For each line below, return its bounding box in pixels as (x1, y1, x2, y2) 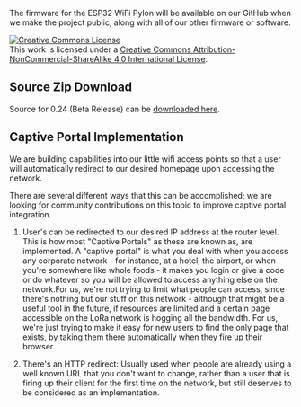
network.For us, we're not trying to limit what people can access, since (22, 283, 285, 295)
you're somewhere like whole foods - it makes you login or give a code (22, 264, 285, 275)
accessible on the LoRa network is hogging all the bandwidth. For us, (22, 312, 279, 323)
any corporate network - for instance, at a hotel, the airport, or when (22, 255, 276, 266)
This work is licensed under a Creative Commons (9, 44, 191, 55)
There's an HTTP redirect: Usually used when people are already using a (22, 358, 292, 369)
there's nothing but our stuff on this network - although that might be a (22, 293, 285, 304)
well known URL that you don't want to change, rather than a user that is (22, 367, 290, 378)
